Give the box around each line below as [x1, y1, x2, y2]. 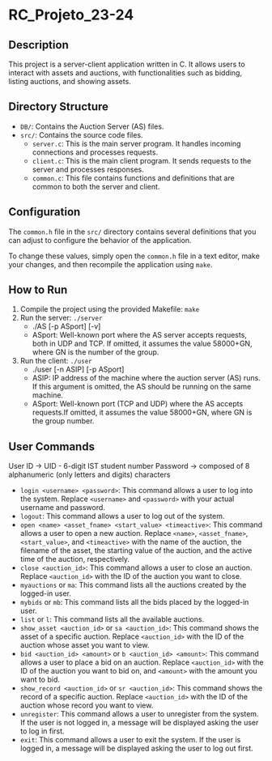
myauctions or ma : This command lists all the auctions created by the [19, 580, 247, 590]
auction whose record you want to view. [19, 700, 154, 710]
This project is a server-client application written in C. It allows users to [8, 59, 245, 69]
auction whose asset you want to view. [19, 640, 150, 650]
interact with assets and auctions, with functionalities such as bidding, [8, 68, 243, 78]
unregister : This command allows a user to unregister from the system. [19, 709, 259, 719]
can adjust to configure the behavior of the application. [8, 235, 192, 244]
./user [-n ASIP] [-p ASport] [32, 364, 125, 374]
